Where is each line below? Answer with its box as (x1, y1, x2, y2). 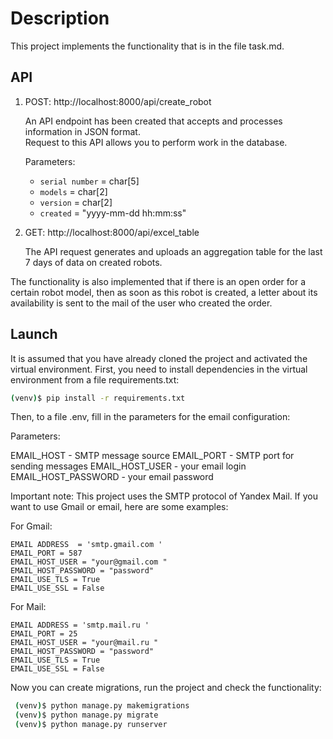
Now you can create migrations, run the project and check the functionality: (10, 682, 322, 694)
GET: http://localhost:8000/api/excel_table (24, 226, 200, 238)
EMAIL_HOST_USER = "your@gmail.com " (10, 557, 168, 567)
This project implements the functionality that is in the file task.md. (10, 40, 285, 52)
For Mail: (10, 601, 47, 613)
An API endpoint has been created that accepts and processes (24, 115, 283, 127)
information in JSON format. (24, 125, 141, 137)
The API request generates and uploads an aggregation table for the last (24, 245, 323, 257)
